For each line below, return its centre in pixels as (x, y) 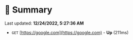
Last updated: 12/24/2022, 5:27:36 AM (44, 23)
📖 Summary (28, 10)
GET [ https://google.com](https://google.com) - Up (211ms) (70, 32)
